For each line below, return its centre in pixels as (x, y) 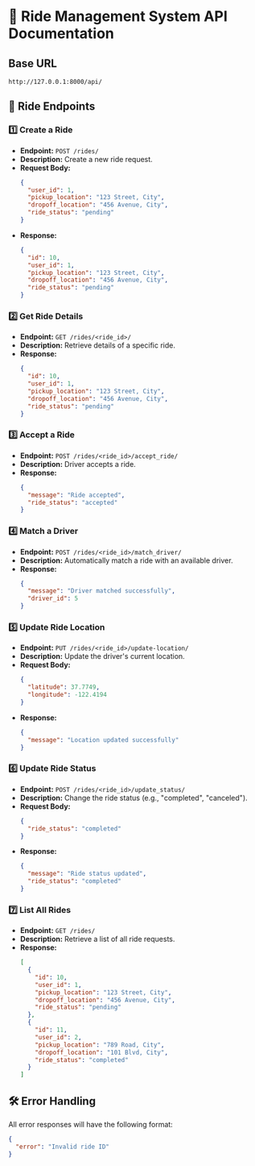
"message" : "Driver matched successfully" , (101, 591)
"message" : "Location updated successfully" (103, 740)
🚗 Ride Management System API (118, 17)
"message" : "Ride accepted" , (76, 495)
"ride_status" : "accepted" (73, 502)
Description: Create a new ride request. (86, 159)
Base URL (33, 63)
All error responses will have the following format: (90, 1125)
